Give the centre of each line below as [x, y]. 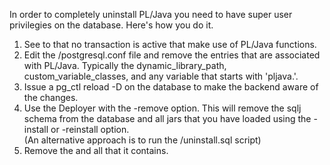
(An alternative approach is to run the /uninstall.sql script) [142, 140]
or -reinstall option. [90, 129]
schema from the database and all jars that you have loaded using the [167, 118]
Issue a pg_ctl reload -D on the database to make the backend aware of [171, 87]
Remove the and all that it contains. [96, 150]
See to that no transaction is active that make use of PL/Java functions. [170, 44]
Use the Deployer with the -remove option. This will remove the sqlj [162, 108]
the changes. [51, 97]
